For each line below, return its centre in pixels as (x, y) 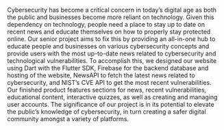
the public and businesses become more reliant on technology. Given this (111, 17)
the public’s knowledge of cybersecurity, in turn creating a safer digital (107, 112)
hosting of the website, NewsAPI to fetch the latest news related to (101, 75)
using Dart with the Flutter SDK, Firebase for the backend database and (108, 68)
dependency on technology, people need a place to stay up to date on (106, 24)
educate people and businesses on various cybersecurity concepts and (108, 46)
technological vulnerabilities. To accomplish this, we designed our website (112, 61)
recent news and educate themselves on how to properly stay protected (109, 31)
